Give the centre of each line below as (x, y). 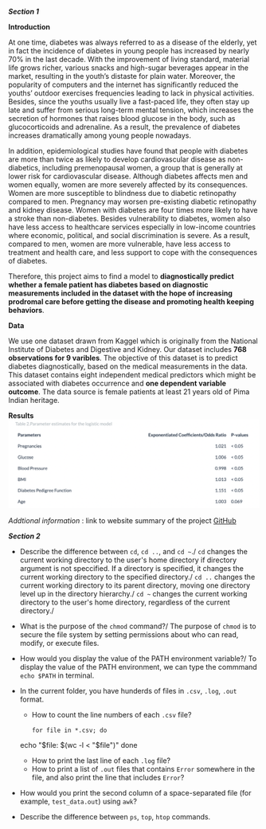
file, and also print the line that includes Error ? (108, 777)
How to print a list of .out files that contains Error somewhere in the (143, 768)
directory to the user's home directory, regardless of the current (125, 602)
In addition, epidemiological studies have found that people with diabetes (128, 151)
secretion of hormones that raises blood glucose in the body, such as (122, 118)
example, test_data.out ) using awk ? (78, 801)
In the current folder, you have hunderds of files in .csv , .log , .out (128, 690)
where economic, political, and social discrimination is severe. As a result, (129, 235)
